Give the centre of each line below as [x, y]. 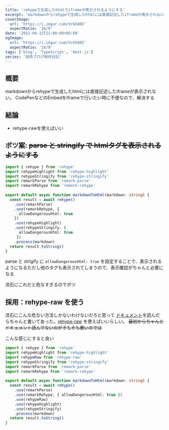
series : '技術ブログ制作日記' [33, 57]
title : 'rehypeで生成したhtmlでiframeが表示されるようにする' [65, 10]
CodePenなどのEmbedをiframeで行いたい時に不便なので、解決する [85, 98]
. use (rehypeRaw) [31, 399]
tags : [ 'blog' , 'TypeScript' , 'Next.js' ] [49, 52]
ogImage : [14, 38]
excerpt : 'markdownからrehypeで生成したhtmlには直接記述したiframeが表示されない [85, 15]
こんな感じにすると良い [30, 338]
